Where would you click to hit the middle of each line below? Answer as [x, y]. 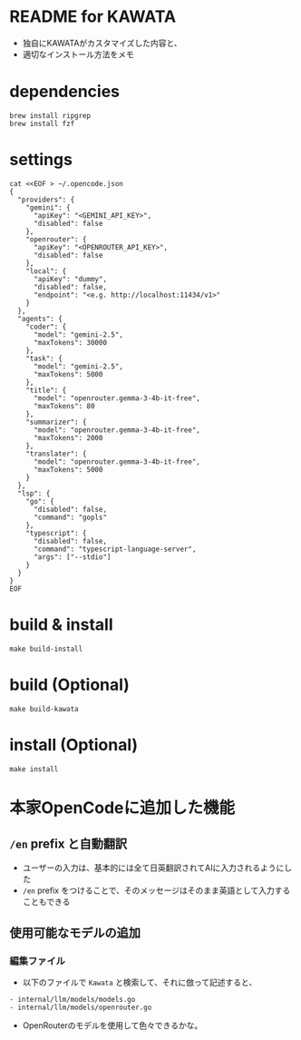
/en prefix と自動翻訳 [68, 844]
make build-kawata [44, 709]
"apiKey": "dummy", [70, 279]
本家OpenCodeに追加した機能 [122, 807]
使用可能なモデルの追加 [75, 933]
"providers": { [46, 200]
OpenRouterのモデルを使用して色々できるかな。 [112, 1025]
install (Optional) [74, 745]
